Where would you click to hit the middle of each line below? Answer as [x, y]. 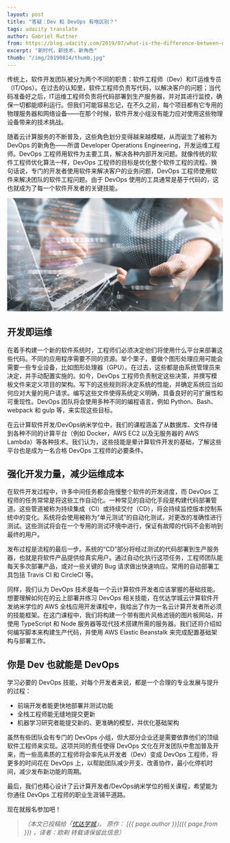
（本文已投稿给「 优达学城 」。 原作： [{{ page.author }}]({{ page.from [120, 824]
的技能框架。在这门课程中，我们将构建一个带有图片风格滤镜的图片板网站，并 [115, 615]
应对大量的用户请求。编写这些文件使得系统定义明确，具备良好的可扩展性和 [118, 393]
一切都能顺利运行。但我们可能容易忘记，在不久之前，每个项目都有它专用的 [118, 105]
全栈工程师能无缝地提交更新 [56, 714]
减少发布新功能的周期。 [52, 772]
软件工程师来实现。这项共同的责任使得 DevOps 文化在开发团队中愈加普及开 [113, 746]
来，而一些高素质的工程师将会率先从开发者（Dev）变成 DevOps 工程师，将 [113, 755]
